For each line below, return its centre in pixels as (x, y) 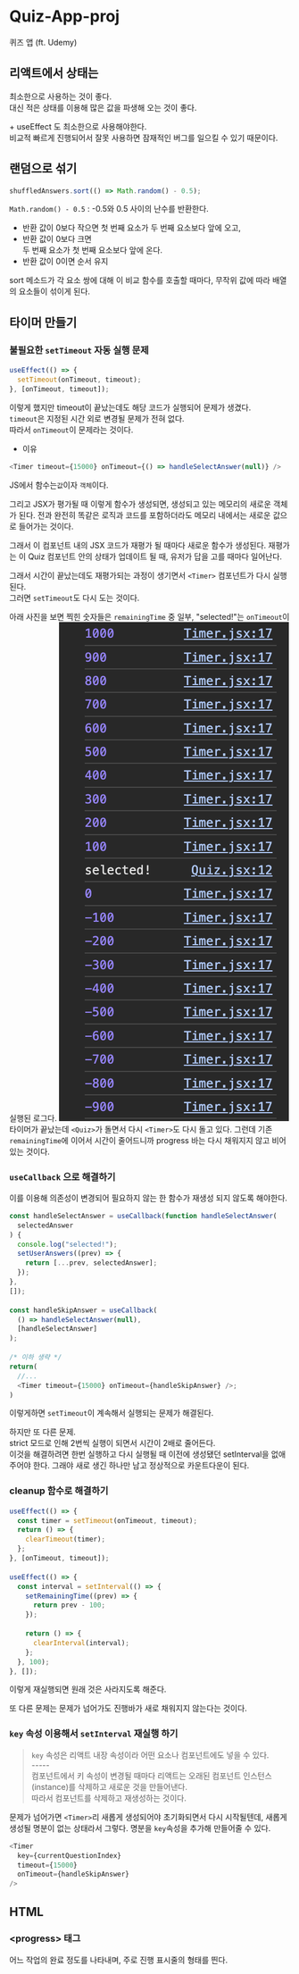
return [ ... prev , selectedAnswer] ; (91, 1263)
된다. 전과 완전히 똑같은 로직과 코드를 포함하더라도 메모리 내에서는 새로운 (145, 514)
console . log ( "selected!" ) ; (67, 1244)
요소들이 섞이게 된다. (54, 291)
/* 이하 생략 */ (36, 1358)
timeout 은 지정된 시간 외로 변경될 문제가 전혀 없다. (97, 418)
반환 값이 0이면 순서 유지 (65, 262)
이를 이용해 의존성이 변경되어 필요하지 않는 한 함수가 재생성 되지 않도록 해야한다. (149, 1198)
